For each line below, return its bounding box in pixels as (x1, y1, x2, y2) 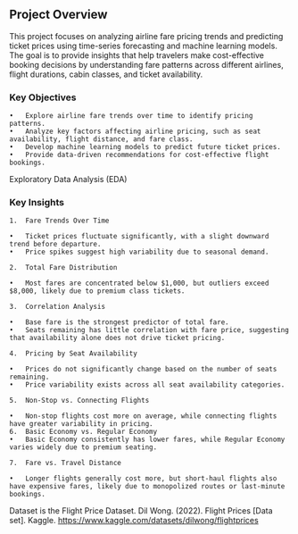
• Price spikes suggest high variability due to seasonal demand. (9, 247, 269, 257)
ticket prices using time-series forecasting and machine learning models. (9, 40, 278, 51)
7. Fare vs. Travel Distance (9, 459, 122, 468)
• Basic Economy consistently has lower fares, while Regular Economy (9, 435, 286, 445)
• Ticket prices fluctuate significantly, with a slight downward (9, 232, 269, 241)
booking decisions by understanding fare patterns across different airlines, (9, 59, 284, 70)
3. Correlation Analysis (9, 303, 105, 312)
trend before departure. (9, 240, 102, 249)
